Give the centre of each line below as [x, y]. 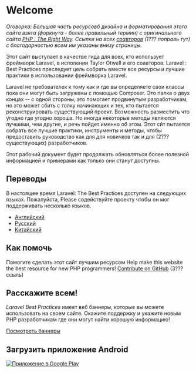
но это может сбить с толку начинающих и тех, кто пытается [83, 105]
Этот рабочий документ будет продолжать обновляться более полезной [98, 154]
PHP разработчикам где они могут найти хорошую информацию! [88, 320]
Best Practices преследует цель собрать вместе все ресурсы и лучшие [95, 69]
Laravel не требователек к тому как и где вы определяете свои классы [95, 86]
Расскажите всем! [42, 293]
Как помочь [29, 248]
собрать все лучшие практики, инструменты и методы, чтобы [84, 130]
